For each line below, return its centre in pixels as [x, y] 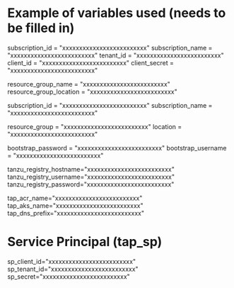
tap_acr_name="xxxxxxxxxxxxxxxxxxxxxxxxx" [75, 198]
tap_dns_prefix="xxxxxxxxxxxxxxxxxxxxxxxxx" [76, 213]
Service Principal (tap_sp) [85, 242]
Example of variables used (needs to [117, 13]
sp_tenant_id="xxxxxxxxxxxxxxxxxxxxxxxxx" [73, 269]
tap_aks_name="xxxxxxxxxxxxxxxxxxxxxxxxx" [75, 205]
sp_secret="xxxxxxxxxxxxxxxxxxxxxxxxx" [69, 276]
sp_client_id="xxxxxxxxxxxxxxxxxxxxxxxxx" [72, 261]
